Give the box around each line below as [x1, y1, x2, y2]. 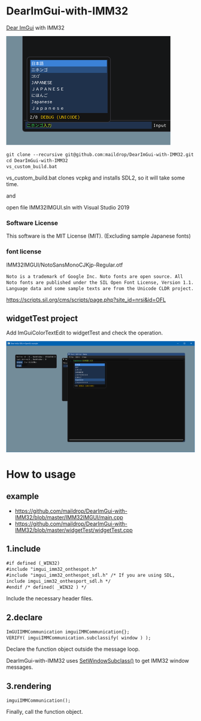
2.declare [6, 612, 43, 623]
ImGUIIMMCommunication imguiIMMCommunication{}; [6, 629, 130, 635]
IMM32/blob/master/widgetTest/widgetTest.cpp [14, 526, 133, 534]
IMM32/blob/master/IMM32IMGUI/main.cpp [14, 513, 124, 520]
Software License [6, 219, 59, 227]
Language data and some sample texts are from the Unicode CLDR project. [6, 285, 194, 292]
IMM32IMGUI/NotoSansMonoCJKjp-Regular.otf [6, 261, 123, 268]
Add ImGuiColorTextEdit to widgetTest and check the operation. [6, 329, 163, 337]
